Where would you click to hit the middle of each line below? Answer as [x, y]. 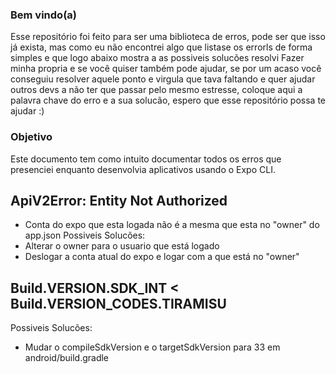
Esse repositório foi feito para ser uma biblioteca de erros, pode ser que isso [168, 37]
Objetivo [31, 137]
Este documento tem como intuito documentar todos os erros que [146, 159]
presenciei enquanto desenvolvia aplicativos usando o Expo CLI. [143, 169]
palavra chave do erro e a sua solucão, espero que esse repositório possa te [168, 100]
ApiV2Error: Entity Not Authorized [119, 200]
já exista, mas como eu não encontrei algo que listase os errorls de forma [161, 47]
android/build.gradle [67, 358]
